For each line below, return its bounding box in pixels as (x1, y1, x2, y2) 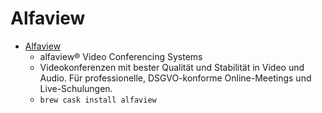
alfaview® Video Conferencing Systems (39, 50, 203, 62)
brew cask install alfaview (39, 95, 157, 105)
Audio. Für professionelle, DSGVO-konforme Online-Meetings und (39, 72, 312, 84)
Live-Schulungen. (39, 82, 113, 94)
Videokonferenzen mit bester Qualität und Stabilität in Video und (39, 61, 305, 73)
